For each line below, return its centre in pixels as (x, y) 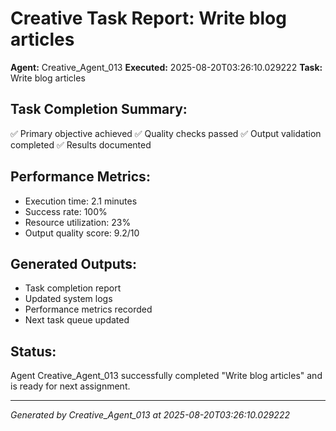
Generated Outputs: (74, 263)
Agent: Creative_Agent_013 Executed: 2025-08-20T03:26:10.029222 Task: (166, 67)
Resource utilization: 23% (78, 222)
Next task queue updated (77, 320)
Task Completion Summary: (99, 109)
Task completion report (73, 288)
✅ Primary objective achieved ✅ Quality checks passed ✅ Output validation (166, 133)
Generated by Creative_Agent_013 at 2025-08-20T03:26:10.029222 (150, 415)
